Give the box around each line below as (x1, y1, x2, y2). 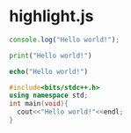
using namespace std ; (9, 91, 89, 100)
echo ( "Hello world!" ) (9, 67, 89, 76)
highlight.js (9, 6, 94, 26)
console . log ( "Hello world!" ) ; (9, 35, 120, 44)
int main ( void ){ (9, 100, 69, 108)
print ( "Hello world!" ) (9, 51, 92, 60)
